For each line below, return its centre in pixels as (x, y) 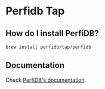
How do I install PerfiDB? (52, 33)
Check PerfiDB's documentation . (46, 80)
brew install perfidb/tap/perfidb (49, 47)
